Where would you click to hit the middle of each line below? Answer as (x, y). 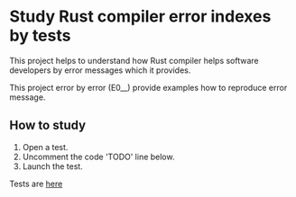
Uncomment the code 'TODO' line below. (98, 157)
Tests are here (36, 184)
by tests (40, 36)
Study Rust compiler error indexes (140, 17)
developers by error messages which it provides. (100, 70)
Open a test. (45, 147)
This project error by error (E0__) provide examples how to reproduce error (148, 87)
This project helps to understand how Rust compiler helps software (134, 60)
